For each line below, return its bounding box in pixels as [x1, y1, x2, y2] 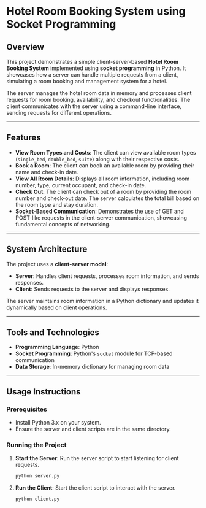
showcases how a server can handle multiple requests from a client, [6, 71, 179, 78]
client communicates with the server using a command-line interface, [6, 102, 182, 110]
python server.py [15, 473, 60, 479]
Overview [6, 42, 45, 52]
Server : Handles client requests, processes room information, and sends [15, 272, 199, 280]
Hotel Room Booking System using [6, 4, 186, 18]
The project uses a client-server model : [6, 260, 109, 267]
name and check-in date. [15, 168, 78, 175]
